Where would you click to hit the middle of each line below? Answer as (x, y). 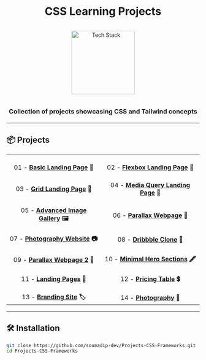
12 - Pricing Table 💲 (151, 278)
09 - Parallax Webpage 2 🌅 (54, 260)
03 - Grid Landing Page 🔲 (54, 189)
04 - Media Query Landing (150, 185)
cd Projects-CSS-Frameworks (42, 351)
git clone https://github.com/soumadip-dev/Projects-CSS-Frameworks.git (101, 345)
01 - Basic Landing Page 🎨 (54, 167)
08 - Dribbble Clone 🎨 (150, 240)
